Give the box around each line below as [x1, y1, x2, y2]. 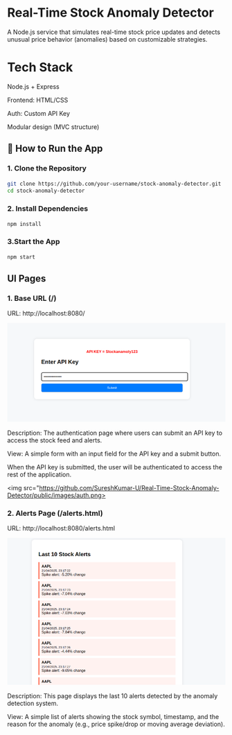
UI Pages [7, 273, 46, 285]
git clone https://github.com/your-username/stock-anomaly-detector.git [7, 180, 222, 187]
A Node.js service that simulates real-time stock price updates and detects [7, 28, 220, 36]
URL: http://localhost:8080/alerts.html [7, 524, 116, 533]
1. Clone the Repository [7, 164, 87, 173]
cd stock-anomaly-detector [7, 187, 85, 195]
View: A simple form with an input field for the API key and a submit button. [7, 449, 222, 458]
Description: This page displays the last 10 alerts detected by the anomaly [7, 692, 218, 700]
